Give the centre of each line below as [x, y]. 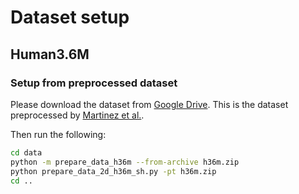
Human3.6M [50, 54]
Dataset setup [70, 17]
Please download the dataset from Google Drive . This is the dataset [149, 104]
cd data [26, 152]
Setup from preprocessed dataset [94, 83]
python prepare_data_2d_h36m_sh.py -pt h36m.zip [113, 171]
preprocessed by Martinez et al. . [77, 115]
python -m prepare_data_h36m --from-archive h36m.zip [125, 162]
